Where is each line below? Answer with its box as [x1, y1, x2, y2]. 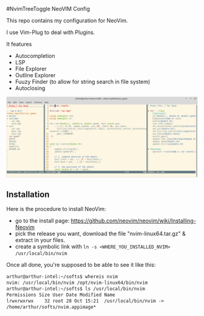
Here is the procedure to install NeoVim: [6, 205, 106, 213]
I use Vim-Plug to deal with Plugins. [6, 29, 95, 36]
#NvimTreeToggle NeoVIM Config [6, 5, 90, 12]
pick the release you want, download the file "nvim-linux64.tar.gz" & [15, 230, 186, 238]
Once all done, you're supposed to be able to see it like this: [6, 261, 156, 269]
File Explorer [15, 65, 47, 72]
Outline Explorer [15, 72, 56, 78]
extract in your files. [15, 236, 66, 244]
